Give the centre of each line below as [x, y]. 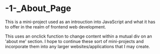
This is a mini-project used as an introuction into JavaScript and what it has [80, 22]
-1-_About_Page [38, 8]
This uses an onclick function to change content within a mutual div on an [79, 36]
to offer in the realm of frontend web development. [56, 27]
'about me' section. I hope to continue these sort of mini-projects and [74, 41]
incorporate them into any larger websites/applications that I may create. [78, 46]
